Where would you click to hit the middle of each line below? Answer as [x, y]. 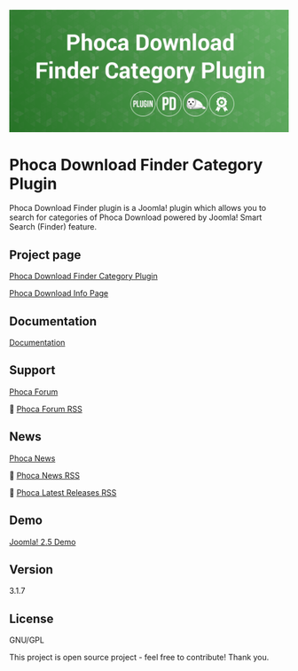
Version [31, 570]
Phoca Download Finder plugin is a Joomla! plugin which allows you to [138, 208]
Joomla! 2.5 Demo [43, 542]
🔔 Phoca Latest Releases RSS [63, 492]
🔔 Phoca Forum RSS [46, 409]
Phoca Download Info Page [59, 293]
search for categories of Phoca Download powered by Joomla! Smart [136, 217]
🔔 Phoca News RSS [44, 475]
